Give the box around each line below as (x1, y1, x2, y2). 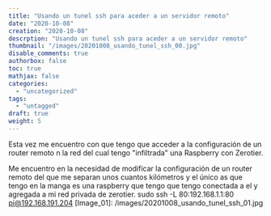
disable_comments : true (8, 49, 89, 57)
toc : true (8, 65, 42, 73)
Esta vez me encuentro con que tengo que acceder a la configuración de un (8, 139, 262, 149)
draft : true (8, 110, 49, 118)
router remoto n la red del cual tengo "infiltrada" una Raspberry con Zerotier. (8, 147, 264, 158)
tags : (8, 95, 27, 103)
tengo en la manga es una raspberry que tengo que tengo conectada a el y (8, 180, 258, 190)
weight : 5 (8, 117, 42, 125)
